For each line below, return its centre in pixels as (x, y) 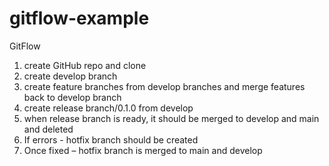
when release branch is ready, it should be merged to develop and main (171, 118)
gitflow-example (79, 18)
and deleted (48, 129)
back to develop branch (72, 97)
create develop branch (70, 76)
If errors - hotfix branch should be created (111, 139)
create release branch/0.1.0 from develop (108, 108)
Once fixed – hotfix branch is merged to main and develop (143, 150)
